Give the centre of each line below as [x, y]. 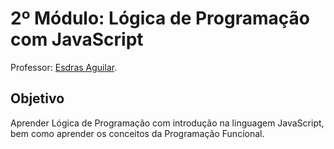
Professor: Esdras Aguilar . [64, 67]
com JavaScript [77, 39]
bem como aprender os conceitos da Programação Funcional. [137, 133]
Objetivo [37, 98]
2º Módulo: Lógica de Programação [160, 18]
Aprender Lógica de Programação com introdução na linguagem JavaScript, [167, 123]
